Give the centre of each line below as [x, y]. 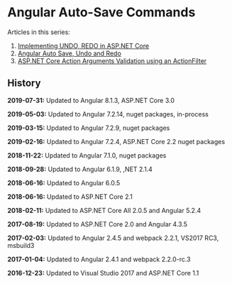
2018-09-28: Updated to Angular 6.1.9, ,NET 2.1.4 [80, 169]
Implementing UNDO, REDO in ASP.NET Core [83, 45]
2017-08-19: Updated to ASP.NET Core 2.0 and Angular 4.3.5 [98, 224]
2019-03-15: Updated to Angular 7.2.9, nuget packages [89, 128]
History [24, 83]
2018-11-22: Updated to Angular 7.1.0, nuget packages [87, 155]
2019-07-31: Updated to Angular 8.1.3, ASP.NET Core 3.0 [91, 100]
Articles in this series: [39, 32]
